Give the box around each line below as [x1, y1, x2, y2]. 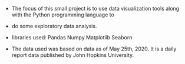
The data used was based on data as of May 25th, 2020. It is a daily [11, 45, 177, 52]
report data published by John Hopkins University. [11, 52, 134, 58]
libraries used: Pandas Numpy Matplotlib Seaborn [11, 34, 133, 41]
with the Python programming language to [11, 11, 115, 18]
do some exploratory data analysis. [11, 23, 97, 29]
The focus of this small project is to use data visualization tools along [11, 5, 180, 12]
